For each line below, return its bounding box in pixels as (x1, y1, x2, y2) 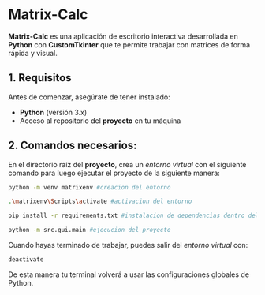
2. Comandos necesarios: (8, 139, 137, 152)
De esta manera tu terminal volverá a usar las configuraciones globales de (8, 270, 250, 279)
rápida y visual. (8, 48, 58, 58)
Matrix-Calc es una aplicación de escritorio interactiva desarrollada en (8, 32, 239, 41)
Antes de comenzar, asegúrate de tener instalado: (8, 92, 171, 102)
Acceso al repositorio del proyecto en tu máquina (19, 116, 181, 125)
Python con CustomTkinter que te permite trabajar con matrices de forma (8, 39, 251, 49)
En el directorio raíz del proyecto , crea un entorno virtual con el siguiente (8, 159, 247, 169)
